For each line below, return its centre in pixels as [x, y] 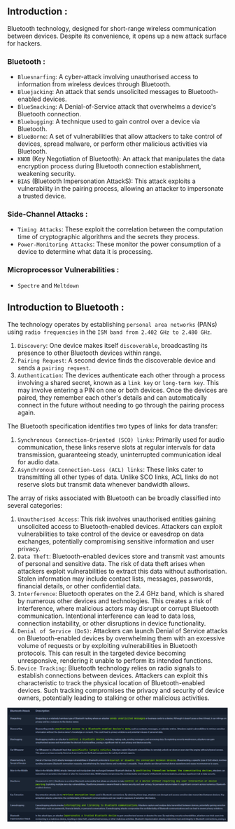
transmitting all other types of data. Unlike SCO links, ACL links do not [118, 477]
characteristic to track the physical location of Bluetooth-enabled [111, 682]
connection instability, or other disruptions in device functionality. [112, 623]
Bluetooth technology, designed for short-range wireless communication [112, 28]
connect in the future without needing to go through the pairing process [121, 405]
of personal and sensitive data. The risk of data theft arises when [111, 563]
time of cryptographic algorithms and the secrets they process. [108, 237]
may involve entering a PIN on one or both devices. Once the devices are [123, 390]
